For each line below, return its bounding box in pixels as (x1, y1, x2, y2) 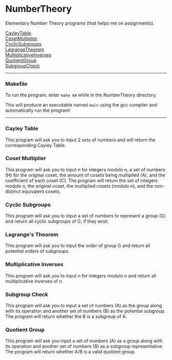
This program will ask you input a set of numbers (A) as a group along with (5, 338, 163, 344)
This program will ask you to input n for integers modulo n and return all (5, 272, 157, 278)
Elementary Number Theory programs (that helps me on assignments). (5, 20, 155, 26)
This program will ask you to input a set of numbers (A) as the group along (5, 303, 162, 309)
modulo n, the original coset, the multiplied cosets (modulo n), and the (5, 183, 154, 189)
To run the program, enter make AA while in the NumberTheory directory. (5, 92, 157, 98)
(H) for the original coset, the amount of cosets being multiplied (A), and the (5, 172, 165, 178)
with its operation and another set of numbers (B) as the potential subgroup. (5, 308, 166, 314)
